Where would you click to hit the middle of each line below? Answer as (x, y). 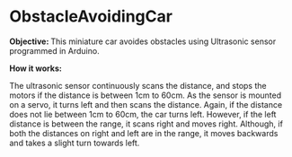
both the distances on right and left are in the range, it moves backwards (144, 133)
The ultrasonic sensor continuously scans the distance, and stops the (138, 85)
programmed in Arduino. (55, 50)
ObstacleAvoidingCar (91, 17)
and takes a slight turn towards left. (75, 143)
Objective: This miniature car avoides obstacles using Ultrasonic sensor (143, 41)
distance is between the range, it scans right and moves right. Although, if (146, 124)
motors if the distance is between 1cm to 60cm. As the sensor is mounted (146, 95)
